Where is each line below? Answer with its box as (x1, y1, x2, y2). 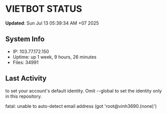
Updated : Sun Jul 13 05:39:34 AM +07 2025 (5, 20, 99, 26)
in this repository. (5, 93, 42, 99)
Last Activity (5, 74, 47, 83)
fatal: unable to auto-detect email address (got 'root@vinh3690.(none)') (5, 103, 157, 109)
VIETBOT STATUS (5, 3, 82, 15)
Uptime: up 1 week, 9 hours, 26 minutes (12, 54, 97, 60)
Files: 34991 (12, 59, 39, 65)
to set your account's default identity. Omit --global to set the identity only (5, 87, 162, 94)
